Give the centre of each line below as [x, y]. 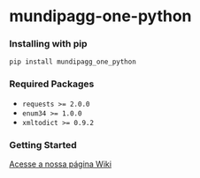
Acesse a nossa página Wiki [61, 164]
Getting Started [43, 145]
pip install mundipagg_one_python [73, 62]
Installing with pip [48, 44]
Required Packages [52, 84]
